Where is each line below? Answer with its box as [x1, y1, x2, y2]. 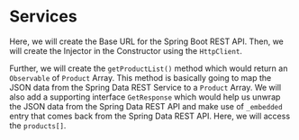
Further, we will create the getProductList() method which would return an [9, 63, 288, 74]
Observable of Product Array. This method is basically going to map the [9, 72, 272, 83]
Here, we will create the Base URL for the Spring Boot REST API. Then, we [9, 36, 284, 47]
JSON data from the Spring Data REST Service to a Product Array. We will [9, 82, 282, 92]
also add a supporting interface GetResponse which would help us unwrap [9, 92, 281, 102]
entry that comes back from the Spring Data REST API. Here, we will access [9, 110, 291, 121]
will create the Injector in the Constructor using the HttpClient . [9, 45, 243, 56]
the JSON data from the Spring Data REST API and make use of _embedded [9, 101, 283, 111]
